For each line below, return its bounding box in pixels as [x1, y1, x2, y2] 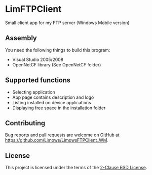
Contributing [5, 119, 45, 127]
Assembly [5, 34, 37, 42]
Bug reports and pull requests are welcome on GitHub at [5, 132, 120, 138]
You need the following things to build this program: [5, 47, 110, 53]
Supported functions [5, 76, 71, 85]
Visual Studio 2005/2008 [12, 57, 64, 62]
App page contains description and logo [12, 94, 94, 100]
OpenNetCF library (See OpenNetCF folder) [12, 61, 101, 67]
